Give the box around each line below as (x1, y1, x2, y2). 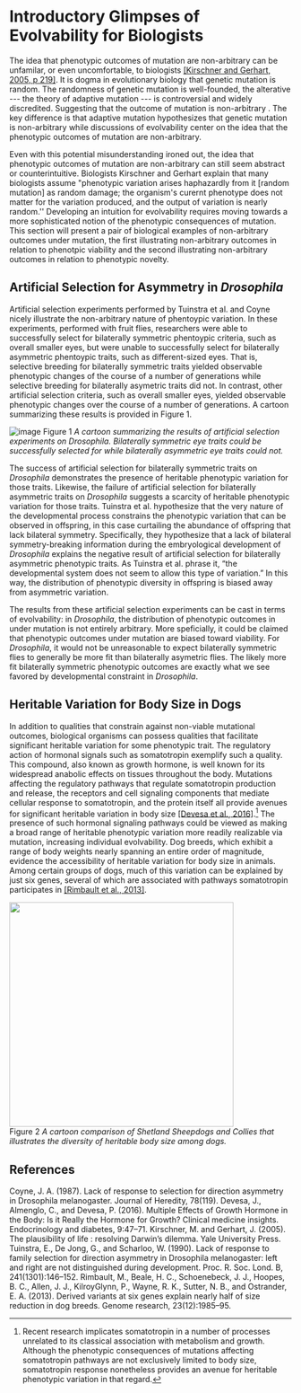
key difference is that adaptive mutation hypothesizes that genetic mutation (9, 112, 288, 123)
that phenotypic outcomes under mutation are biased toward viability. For (9, 632, 280, 643)
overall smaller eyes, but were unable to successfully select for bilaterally (9, 341, 279, 352)
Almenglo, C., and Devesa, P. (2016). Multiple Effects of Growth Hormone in (9, 1205, 288, 1216)
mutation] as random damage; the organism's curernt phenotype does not (9, 187, 284, 198)
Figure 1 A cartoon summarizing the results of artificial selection (43, 426, 280, 436)
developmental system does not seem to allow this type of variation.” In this (9, 568, 288, 578)
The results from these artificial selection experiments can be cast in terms (9, 604, 286, 614)
